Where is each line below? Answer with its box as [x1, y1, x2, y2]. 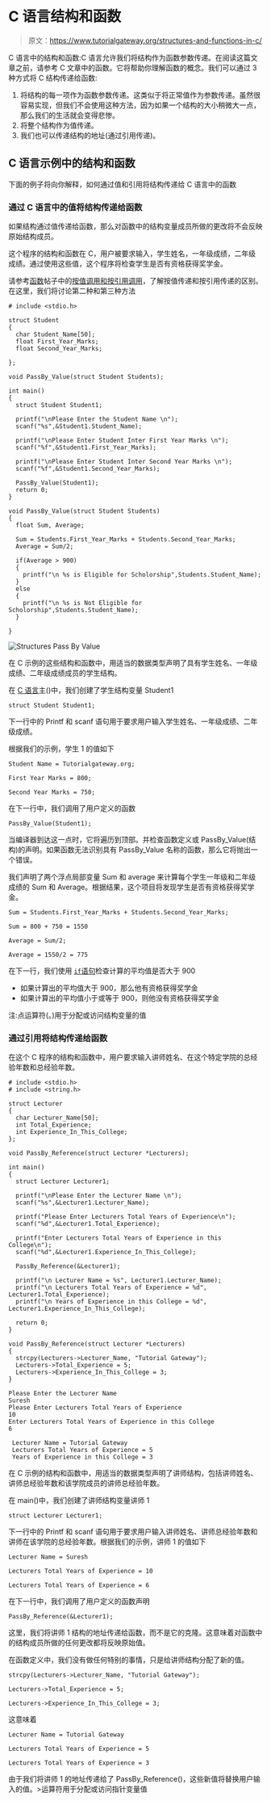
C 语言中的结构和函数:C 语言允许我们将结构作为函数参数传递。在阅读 [8, 52, 237, 62]
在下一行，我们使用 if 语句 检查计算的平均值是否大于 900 [8, 966, 196, 976]
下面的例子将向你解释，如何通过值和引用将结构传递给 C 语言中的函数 [8, 179, 237, 189]
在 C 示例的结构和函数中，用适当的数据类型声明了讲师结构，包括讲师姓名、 [8, 1468, 258, 1478]
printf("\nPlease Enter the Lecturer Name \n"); [15, 1192, 182, 1200]
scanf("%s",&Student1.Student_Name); [15, 422, 143, 430]
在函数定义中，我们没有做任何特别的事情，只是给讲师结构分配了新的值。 [8, 1655, 248, 1665]
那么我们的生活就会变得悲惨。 [19, 110, 119, 120]
